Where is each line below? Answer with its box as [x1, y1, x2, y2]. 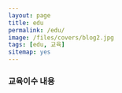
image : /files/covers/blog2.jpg [8, 33, 114, 42]
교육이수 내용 [8, 76, 55, 87]
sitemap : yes [8, 48, 51, 56]
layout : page [8, 11, 51, 20]
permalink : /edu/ [8, 26, 65, 34]
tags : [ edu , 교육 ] [8, 41, 65, 49]
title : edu [8, 19, 44, 27]
